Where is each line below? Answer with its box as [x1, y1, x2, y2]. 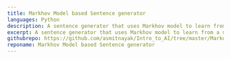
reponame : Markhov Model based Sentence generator [7, 41, 155, 48]
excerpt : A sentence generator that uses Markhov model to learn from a [7, 28, 220, 36]
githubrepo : [7, 35, 41, 42]
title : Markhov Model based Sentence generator [7, 9, 146, 17]
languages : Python [7, 16, 60, 23]
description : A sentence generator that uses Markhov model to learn [7, 22, 211, 29]
